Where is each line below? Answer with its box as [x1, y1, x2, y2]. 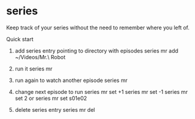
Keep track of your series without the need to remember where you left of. [6, 24, 190, 31]
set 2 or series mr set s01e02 [14, 94, 87, 102]
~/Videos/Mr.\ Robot [14, 53, 66, 60]
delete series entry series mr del [14, 106, 95, 113]
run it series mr [14, 65, 53, 72]
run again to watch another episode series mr [14, 77, 128, 84]
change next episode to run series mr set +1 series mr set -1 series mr [14, 88, 188, 95]
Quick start [6, 35, 34, 42]
